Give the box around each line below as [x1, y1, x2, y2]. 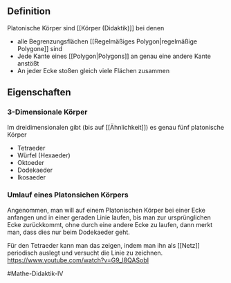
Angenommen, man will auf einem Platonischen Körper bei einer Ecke [7, 206, 206, 214]
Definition [7, 6, 50, 17]
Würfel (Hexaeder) [17, 151, 71, 159]
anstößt [17, 59, 39, 68]
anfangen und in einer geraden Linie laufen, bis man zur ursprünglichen [7, 213, 211, 222]
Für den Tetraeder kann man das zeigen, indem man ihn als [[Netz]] [7, 241, 201, 249]
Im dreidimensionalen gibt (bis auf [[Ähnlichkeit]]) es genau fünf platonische [7, 123, 225, 131]
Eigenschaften [7, 86, 71, 99]
